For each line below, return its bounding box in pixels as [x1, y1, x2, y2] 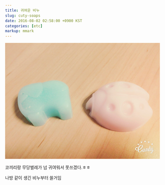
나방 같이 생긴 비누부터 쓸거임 [5, 175, 62, 181]
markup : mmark [5, 28, 34, 34]
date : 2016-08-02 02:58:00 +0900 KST [5, 18, 82, 23]
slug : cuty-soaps [5, 13, 41, 18]
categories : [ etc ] [5, 24, 43, 28]
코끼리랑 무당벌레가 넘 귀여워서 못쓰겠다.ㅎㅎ [5, 164, 91, 170]
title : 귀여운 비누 [5, 8, 40, 13]
